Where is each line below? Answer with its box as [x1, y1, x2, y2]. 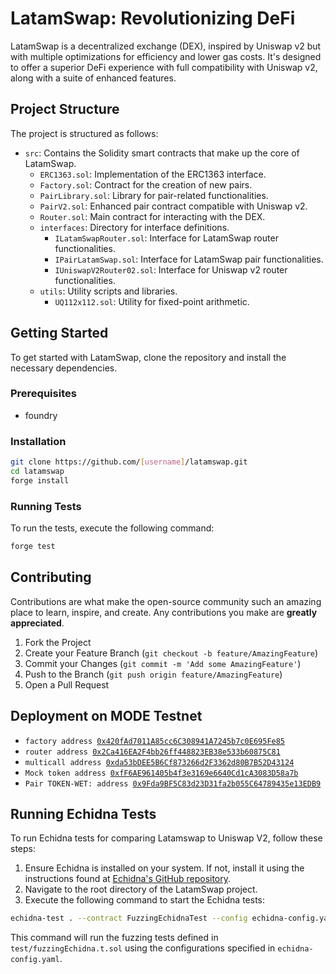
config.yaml [10, 955, 60, 965]
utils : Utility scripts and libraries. [39, 285, 178, 297]
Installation [10, 434, 67, 448]
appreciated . [10, 617, 65, 629]
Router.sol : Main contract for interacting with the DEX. [39, 210, 266, 222]
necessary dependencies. [10, 362, 118, 374]
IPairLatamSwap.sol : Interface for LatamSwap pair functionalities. [54, 253, 324, 265]
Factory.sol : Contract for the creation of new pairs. [39, 178, 253, 191]
